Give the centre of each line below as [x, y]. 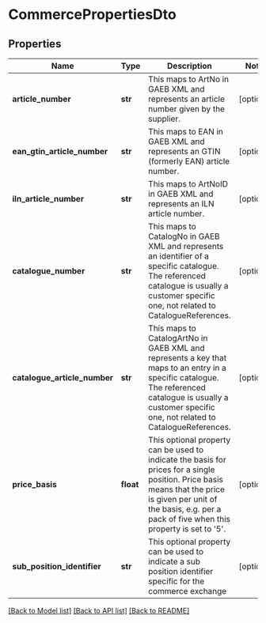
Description [190, 66]
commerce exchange [187, 591]
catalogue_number [49, 271]
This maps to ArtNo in [188, 79]
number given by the [186, 109]
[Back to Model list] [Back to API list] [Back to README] [99, 611]
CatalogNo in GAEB [184, 236]
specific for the [176, 581]
